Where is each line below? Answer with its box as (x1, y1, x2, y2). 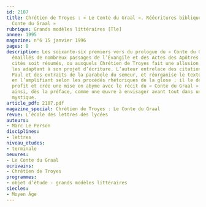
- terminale (6, 145, 37, 152)
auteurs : (6, 117, 29, 123)
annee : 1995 (6, 32, 37, 38)
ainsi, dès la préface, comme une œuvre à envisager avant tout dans (12, 89, 193, 95)
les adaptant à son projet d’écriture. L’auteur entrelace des (12, 66, 177, 72)
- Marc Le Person (6, 123, 51, 129)
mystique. (12, 94, 37, 100)
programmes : (6, 174, 37, 181)
